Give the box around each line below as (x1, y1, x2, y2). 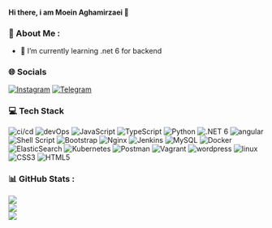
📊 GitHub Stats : (8, 174, 76, 185)
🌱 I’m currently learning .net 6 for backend (19, 45, 162, 55)
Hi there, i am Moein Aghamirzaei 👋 (8, 7, 130, 17)
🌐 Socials (8, 66, 47, 77)
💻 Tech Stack (8, 105, 65, 117)
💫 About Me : (8, 28, 61, 39)
